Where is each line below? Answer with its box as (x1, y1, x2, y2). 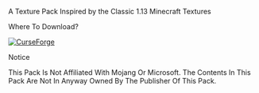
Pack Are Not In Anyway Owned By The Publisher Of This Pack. (8, 76, 217, 85)
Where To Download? (8, 22, 79, 31)
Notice (8, 53, 30, 61)
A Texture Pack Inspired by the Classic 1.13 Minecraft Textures (8, 7, 212, 16)
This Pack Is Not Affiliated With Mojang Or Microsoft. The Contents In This (8, 68, 252, 77)
